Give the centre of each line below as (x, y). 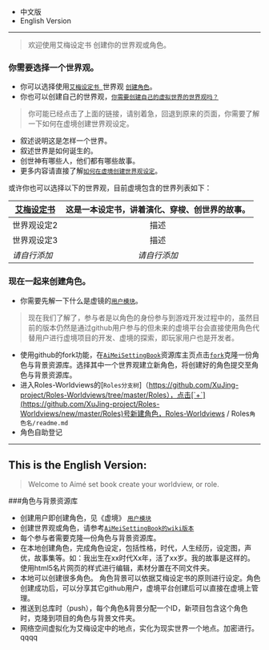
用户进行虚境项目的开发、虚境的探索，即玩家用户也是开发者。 (137, 337)
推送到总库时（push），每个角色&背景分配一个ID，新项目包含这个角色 (134, 608)
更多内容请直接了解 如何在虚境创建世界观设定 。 (91, 171)
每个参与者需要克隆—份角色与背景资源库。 (90, 538)
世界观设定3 (35, 241)
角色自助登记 (41, 432)
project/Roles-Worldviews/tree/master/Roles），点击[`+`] (112, 395)
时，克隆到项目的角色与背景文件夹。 (80, 618)
